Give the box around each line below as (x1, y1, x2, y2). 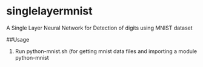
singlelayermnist (6, 4, 93, 18)
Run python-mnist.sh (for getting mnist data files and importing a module (15, 47, 198, 55)
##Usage (6, 36, 30, 43)
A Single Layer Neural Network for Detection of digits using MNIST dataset (6, 24, 193, 31)
